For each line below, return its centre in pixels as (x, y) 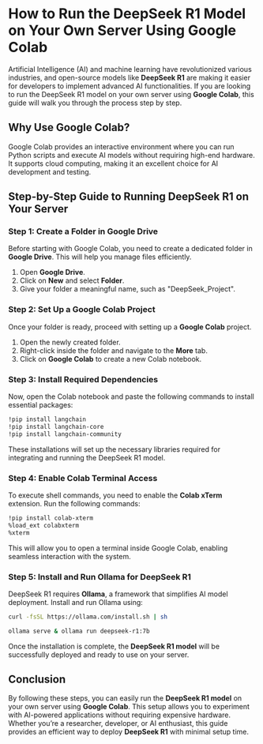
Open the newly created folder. (70, 342)
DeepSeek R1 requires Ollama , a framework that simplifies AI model (118, 594)
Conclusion (37, 680)
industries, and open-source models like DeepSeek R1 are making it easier (130, 77)
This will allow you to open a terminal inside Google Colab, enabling (118, 548)
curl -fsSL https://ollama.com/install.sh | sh (88, 617)
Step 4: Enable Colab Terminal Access (83, 478)
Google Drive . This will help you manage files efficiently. (100, 257)
